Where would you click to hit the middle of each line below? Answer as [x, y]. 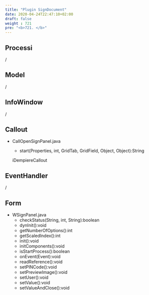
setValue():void [35, 282]
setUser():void [34, 277]
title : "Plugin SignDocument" [36, 10]
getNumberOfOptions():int [46, 230]
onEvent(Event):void [40, 256]
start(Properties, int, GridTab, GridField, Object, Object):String [82, 151]
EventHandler [26, 175]
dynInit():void [33, 225]
